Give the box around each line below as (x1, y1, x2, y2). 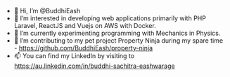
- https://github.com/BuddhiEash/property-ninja (13, 44, 153, 52)
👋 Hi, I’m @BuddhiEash (13, 7, 81, 15)
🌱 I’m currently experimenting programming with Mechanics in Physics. (13, 29, 221, 37)
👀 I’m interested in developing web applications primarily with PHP (13, 14, 206, 22)
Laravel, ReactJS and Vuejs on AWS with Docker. (13, 22, 156, 29)
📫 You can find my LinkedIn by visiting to (13, 52, 135, 59)
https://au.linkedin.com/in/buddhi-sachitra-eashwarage (13, 62, 175, 70)
